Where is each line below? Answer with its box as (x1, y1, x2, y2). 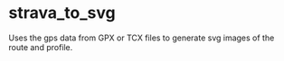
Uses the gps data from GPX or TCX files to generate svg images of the (8, 32, 275, 43)
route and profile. (8, 41, 73, 52)
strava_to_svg (8, 3, 116, 23)
